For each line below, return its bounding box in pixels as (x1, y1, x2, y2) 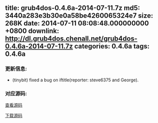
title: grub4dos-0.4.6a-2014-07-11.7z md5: (5, 4, 140, 12)
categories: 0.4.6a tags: (74, 42, 150, 50)
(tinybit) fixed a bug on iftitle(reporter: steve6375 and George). (12, 77, 139, 83)
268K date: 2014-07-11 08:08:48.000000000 (5, 19, 149, 27)
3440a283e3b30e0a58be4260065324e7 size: (5, 12, 154, 20)
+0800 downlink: (5, 27, 59, 35)
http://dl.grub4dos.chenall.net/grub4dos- (5, 34, 138, 43)
